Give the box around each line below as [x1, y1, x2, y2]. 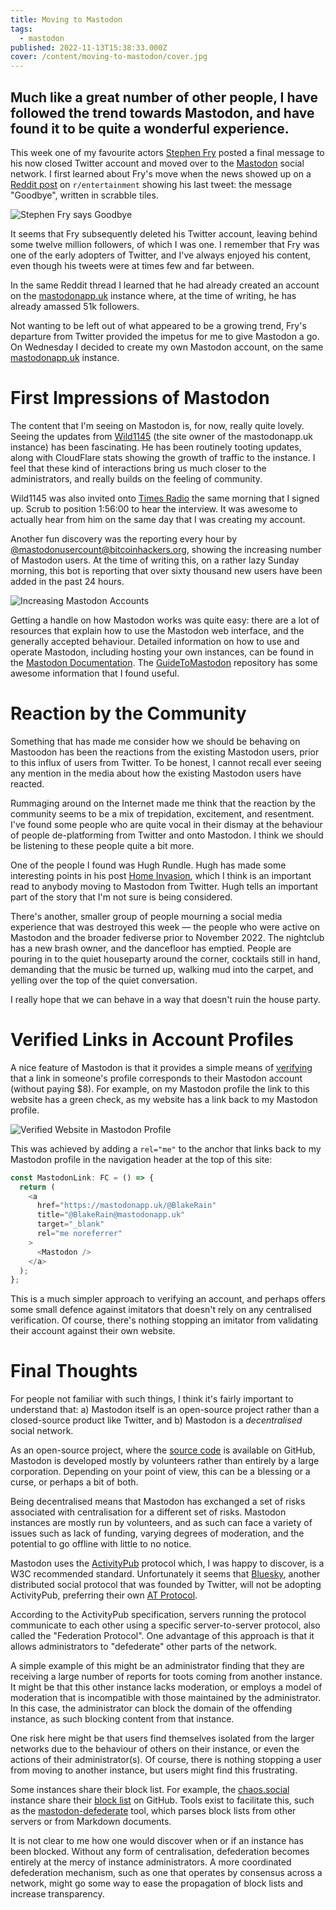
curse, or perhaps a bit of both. [10, 1476, 139, 1488]
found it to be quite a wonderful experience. [10, 120, 290, 137]
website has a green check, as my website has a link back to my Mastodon [10, 1093, 318, 1105]
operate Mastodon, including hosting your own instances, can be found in [10, 646, 315, 658]
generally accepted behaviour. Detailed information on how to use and [10, 635, 300, 647]
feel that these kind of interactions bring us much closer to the [10, 462, 267, 474]
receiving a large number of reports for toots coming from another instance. [10, 1671, 323, 1683]
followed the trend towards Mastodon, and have [10, 104, 315, 121]
